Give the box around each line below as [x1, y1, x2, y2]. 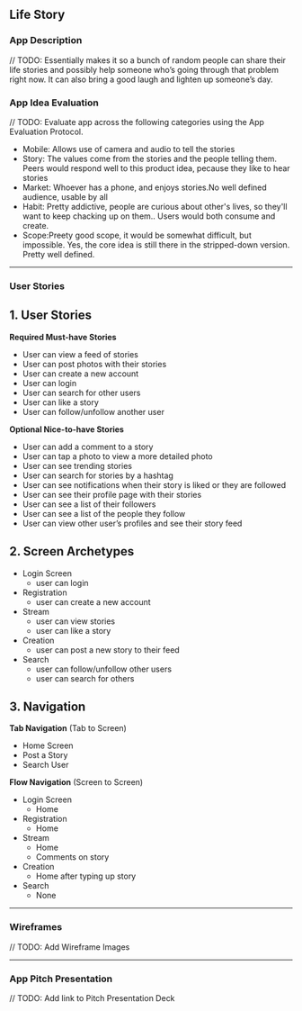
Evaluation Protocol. [9, 126, 84, 137]
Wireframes [9, 921, 63, 934]
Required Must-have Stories [9, 331, 117, 342]
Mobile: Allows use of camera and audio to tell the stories [22, 143, 235, 154]
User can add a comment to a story [22, 441, 154, 452]
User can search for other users [22, 387, 141, 398]
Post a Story [22, 750, 68, 761]
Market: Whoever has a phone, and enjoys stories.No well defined [22, 182, 267, 193]
